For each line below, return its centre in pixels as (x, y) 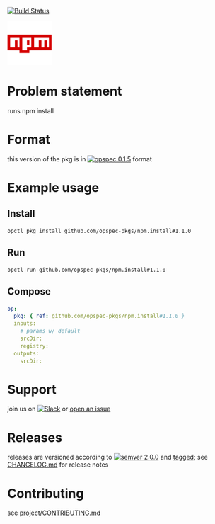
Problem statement (65, 91)
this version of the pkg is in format (80, 159)
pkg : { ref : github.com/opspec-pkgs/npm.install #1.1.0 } (99, 316)
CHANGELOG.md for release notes (58, 465)
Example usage (53, 188)
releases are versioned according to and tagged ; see (108, 457)
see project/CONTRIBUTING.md (54, 513)
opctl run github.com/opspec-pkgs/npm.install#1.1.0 (87, 270)
